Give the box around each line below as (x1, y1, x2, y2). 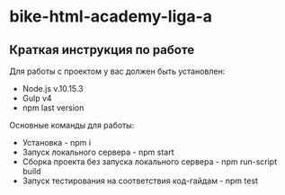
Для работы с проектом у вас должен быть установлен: (9, 66, 226, 76)
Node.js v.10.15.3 (22, 84, 84, 93)
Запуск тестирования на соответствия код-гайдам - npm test (22, 175, 259, 186)
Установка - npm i (22, 137, 92, 147)
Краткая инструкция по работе (9, 42, 195, 58)
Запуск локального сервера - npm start (22, 146, 174, 157)
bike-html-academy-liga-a (9, 6, 213, 27)
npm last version (22, 102, 85, 113)
